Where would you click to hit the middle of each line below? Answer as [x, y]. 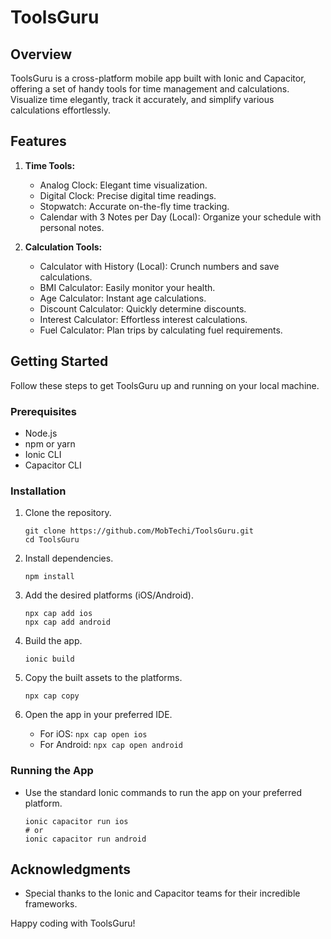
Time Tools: [50, 165]
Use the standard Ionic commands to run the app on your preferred [163, 792]
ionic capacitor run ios [76, 821]
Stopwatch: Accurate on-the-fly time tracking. [134, 206]
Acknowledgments [71, 869]
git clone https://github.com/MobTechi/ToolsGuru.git [139, 531]
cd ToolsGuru [52, 540]
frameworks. [51, 904]
